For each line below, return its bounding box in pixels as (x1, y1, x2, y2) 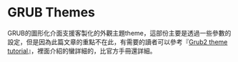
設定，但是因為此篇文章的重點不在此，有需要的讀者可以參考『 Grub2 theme (7, 37, 228, 46)
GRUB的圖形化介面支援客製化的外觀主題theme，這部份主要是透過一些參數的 (7, 29, 232, 37)
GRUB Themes (7, 4, 95, 21)
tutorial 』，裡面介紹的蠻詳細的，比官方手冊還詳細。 (7, 46, 157, 55)
